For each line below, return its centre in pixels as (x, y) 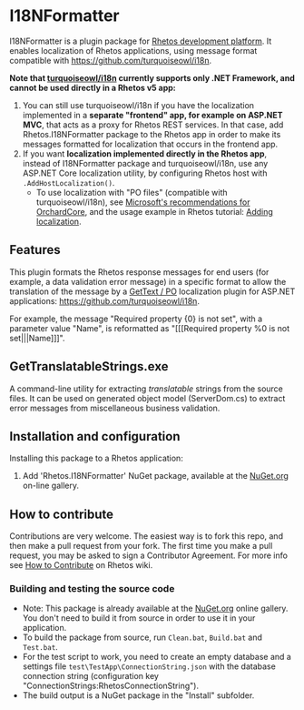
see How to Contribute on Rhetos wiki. (81, 565)
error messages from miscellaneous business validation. (115, 408)
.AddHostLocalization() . (69, 182)
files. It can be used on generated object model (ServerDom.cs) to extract (147, 398)
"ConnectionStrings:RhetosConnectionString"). (111, 686)
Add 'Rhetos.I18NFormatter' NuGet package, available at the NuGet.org (155, 476)
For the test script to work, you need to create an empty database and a (157, 657)
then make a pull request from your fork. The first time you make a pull (141, 546)
